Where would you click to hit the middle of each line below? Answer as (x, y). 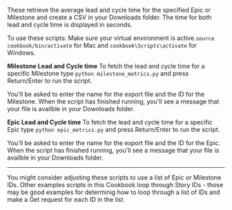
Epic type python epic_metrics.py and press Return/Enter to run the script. (114, 130)
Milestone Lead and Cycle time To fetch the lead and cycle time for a (106, 66)
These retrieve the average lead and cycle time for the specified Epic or (109, 10)
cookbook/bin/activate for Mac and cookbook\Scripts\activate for (102, 45)
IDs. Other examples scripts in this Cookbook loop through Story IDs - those (115, 185)
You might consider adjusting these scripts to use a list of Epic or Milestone (114, 178)
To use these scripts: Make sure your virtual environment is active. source (111, 38)
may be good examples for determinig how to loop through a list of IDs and (114, 192)
